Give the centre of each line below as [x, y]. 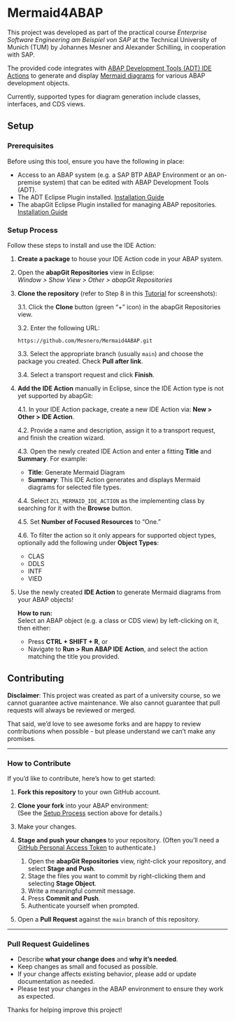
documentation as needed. [56, 982]
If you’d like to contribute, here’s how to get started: [81, 779]
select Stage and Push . [62, 868]
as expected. [36, 997]
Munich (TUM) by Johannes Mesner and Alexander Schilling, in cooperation [116, 47]
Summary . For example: [52, 458]
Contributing [36, 678]
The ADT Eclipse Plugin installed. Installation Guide [91, 197]
